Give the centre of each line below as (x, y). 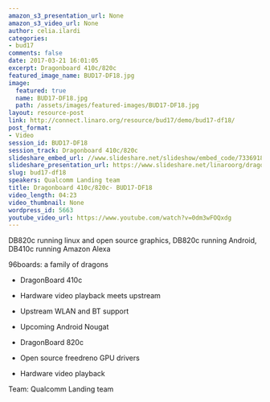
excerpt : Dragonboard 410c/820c (62, 68)
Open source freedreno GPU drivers (80, 358)
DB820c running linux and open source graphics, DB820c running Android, (133, 240)
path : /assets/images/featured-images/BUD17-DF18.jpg (107, 105)
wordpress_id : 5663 (41, 210)
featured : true (41, 90)
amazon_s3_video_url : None (53, 23)
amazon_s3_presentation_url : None (66, 16)
